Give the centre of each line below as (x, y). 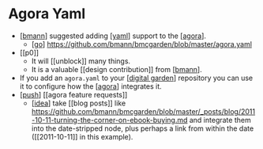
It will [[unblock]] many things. (81, 61)
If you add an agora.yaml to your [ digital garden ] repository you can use (136, 78)
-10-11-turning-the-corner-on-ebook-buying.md (109, 120)
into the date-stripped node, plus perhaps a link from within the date (143, 128)
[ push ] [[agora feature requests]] (73, 94)
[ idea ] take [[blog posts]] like (79, 103)
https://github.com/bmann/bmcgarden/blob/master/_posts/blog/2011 (143, 111)
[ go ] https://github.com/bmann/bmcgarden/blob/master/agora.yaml (142, 44)
